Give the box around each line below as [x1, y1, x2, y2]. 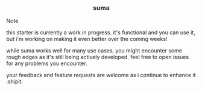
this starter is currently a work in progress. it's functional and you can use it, [6, 29, 196, 36]
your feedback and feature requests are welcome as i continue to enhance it [6, 72, 196, 79]
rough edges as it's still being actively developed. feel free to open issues [6, 54, 189, 61]
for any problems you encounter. [6, 60, 87, 67]
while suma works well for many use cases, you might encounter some [6, 47, 183, 54]
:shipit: [6, 78, 23, 85]
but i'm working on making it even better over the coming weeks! [6, 36, 168, 43]
